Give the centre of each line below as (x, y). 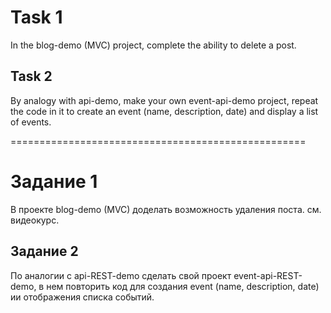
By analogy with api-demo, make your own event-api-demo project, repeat (164, 100)
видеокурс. (35, 220)
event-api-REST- (268, 275)
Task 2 (31, 76)
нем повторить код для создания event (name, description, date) (183, 286)
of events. (31, 122)
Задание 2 (44, 251)
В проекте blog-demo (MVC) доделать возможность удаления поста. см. (166, 209)
